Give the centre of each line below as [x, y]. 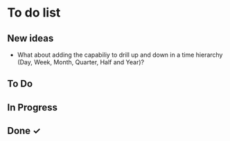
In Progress [32, 107]
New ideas [30, 38]
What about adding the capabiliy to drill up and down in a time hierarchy [120, 55]
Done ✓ [24, 131]
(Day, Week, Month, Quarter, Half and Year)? [80, 62]
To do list [34, 13]
